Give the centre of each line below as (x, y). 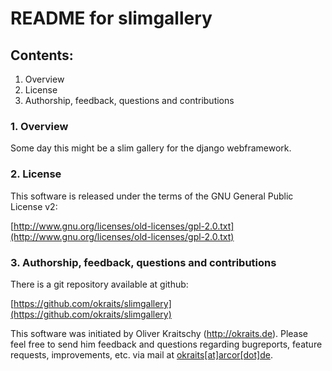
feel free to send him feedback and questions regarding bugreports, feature (166, 344)
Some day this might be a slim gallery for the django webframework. (151, 148)
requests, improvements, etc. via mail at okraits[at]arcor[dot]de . (141, 354)
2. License (36, 174)
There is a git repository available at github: (99, 284)
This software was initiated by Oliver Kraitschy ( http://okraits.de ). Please (159, 333)
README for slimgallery (111, 18)
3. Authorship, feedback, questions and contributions (143, 262)
